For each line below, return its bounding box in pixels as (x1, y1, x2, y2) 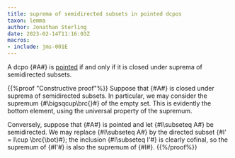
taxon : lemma (7, 17, 46, 24)
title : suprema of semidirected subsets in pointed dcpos (7, 10, 182, 18)
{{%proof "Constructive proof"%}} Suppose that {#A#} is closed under (7, 84, 214, 92)
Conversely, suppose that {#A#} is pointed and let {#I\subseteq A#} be (7, 120, 214, 128)
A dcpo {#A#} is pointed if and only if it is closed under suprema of (7, 63, 203, 71)
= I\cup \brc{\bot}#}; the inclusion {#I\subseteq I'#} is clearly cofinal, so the (7, 135, 229, 144)
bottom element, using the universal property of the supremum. (7, 107, 193, 115)
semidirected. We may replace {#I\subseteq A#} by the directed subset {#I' (7, 128, 227, 136)
